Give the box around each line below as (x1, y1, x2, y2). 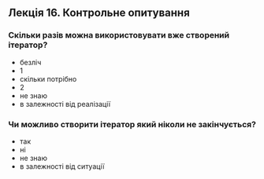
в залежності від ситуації (19, 161, 105, 171)
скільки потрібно (19, 74, 77, 83)
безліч (19, 57, 42, 67)
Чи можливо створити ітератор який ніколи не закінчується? (8, 119, 256, 130)
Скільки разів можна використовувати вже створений (8, 30, 230, 41)
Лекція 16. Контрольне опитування (8, 6, 191, 20)
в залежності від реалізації (19, 99, 111, 108)
